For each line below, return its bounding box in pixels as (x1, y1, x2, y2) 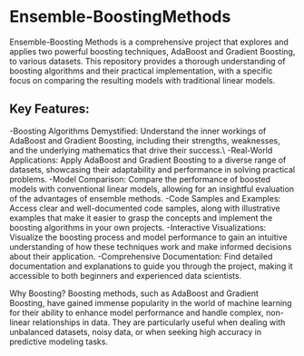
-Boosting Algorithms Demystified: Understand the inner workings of (9, 125, 267, 136)
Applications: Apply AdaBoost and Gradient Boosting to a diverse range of (9, 154, 287, 165)
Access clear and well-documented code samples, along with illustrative (9, 203, 281, 213)
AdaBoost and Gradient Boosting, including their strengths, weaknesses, (9, 134, 281, 146)
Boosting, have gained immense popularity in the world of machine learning (9, 297, 292, 308)
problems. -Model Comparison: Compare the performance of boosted (9, 173, 270, 184)
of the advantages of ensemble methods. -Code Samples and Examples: (9, 193, 281, 203)
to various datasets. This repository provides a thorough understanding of (9, 55, 286, 66)
